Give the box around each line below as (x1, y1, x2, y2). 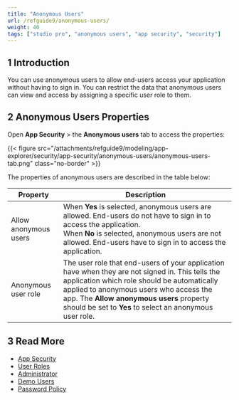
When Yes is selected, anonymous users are (63, 201, 212, 211)
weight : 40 (7, 23, 40, 31)
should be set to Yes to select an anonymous (63, 302, 213, 312)
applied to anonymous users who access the (63, 284, 213, 294)
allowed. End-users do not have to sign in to (63, 211, 211, 221)
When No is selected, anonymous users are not (63, 228, 222, 238)
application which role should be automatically (63, 275, 218, 285)
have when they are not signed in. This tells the (63, 266, 221, 276)
